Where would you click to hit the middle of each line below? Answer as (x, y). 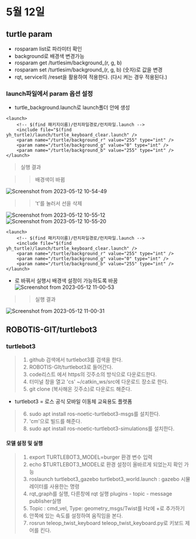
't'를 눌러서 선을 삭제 (59, 203)
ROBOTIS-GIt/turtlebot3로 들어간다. (71, 367)
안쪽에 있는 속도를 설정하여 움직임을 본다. (76, 516)
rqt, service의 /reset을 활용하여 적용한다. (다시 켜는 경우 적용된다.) (91, 77)
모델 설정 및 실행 (25, 443)
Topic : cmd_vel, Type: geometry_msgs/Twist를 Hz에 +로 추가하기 (107, 509)
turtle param (29, 34)
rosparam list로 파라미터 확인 (48, 49)
